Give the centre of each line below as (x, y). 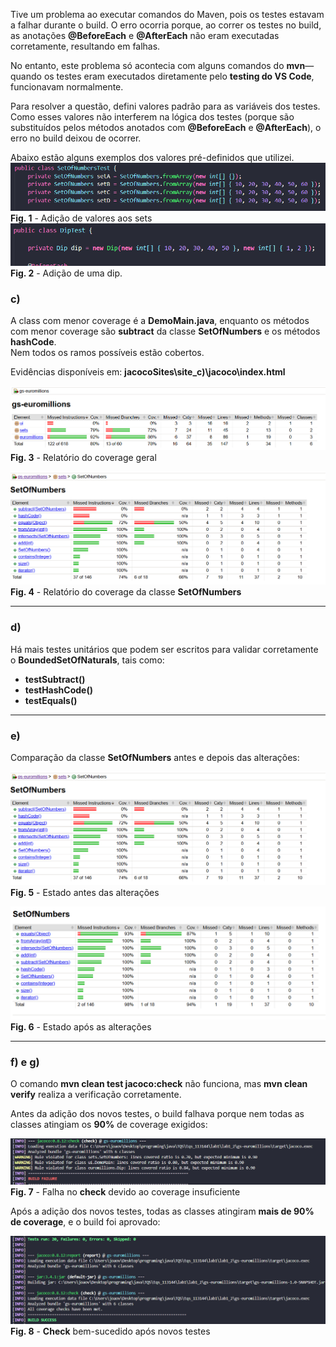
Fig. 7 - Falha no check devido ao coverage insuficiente (125, 1192)
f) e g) (25, 1062)
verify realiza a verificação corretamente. (96, 1095)
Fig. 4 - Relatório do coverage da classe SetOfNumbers (126, 592)
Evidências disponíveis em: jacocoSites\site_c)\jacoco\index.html (148, 371)
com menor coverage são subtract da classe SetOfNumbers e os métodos (165, 331)
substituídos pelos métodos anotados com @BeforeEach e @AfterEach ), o (166, 127)
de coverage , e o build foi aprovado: (85, 1222)
